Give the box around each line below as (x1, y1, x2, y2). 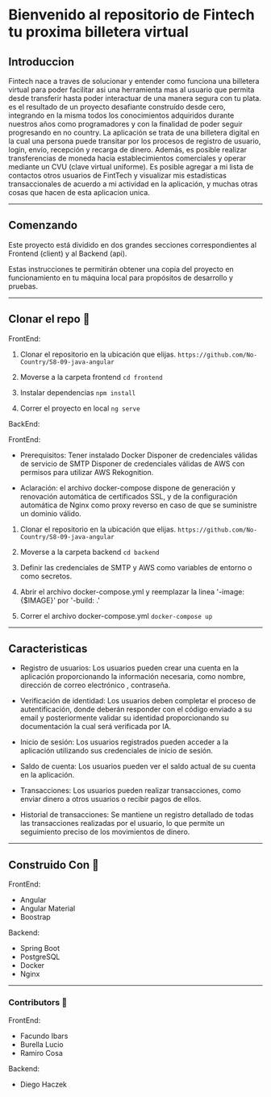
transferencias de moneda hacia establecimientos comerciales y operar (8, 153, 246, 163)
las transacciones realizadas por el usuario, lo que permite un (19, 819, 225, 828)
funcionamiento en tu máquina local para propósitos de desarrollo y (8, 273, 234, 282)
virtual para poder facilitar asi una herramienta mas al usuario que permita (8, 85, 255, 94)
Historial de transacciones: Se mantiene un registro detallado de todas (19, 810, 254, 820)
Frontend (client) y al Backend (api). (8, 248, 127, 258)
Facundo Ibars (19, 1031, 69, 1041)
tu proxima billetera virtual (8, 23, 190, 41)
